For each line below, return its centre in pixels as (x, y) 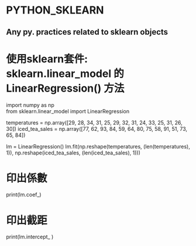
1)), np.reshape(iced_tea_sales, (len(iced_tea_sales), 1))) (73, 153)
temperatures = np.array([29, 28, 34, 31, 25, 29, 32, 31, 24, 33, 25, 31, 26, (94, 122)
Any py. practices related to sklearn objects (87, 32)
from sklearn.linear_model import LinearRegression (68, 111)
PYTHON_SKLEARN (55, 10)
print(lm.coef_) (24, 195)
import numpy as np (30, 105)
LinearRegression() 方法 (65, 88)
